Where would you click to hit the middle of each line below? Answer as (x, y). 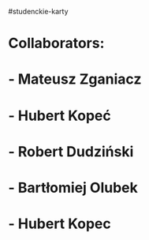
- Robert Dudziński (71, 151)
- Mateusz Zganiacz (75, 79)
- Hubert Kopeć (60, 116)
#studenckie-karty (38, 11)
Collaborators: (56, 43)
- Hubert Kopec (60, 224)
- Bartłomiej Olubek (73, 187)
